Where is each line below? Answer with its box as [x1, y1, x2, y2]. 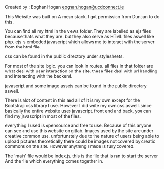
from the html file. [5, 44, 41, 49]
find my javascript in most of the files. [5, 113, 81, 119]
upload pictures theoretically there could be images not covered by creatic [5, 138, 156, 144]
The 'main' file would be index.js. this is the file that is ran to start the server [5, 153, 158, 159]
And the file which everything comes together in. [5, 158, 104, 164]
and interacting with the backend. [5, 73, 73, 79]
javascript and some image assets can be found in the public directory [5, 83, 147, 89]
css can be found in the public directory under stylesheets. [5, 53, 124, 59]
